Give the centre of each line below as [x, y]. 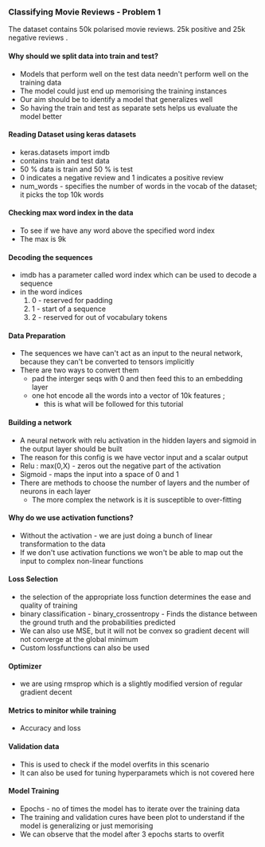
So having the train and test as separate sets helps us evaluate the [129, 108]
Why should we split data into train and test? [84, 56]
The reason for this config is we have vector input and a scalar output [134, 457]
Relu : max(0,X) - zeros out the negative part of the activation [120, 466]
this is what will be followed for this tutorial [113, 404]
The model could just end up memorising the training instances [123, 91]
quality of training [49, 605]
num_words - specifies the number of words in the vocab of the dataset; [138, 186]
